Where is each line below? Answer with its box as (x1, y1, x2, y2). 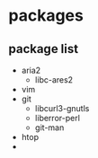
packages (8, 5, 85, 26)
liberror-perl (34, 113, 80, 123)
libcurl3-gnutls (34, 103, 90, 113)
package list (8, 41, 78, 57)
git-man (34, 122, 65, 133)
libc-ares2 (34, 75, 74, 85)
